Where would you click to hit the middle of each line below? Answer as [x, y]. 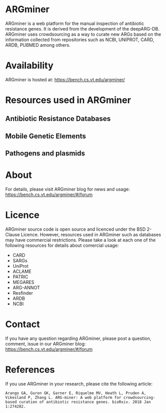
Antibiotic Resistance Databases [58, 119]
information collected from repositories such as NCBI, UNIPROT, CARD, [80, 40]
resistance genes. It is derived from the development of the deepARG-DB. [82, 28]
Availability [29, 66]
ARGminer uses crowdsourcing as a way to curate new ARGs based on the [83, 34]
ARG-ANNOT [26, 288]
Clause [13, 235]
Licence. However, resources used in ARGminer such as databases [91, 235]
